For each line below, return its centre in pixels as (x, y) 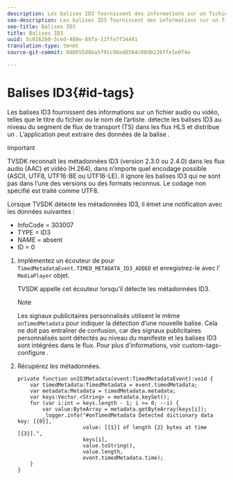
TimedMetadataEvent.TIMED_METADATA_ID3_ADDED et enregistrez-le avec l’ (119, 267)
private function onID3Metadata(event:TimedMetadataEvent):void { (115, 379)
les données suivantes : (41, 211)
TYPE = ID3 (34, 232)
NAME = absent (40, 240)
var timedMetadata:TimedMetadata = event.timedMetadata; (114, 385)
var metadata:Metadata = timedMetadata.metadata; (103, 391)
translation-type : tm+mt (43, 46)
